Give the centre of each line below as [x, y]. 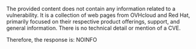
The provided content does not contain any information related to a [91, 9]
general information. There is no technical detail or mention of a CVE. [93, 28]
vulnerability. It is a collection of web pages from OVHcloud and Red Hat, [98, 15]
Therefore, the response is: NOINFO [52, 40]
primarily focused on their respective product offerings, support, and [93, 21]
